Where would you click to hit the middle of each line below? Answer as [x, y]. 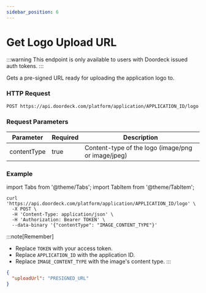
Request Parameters [37, 121]
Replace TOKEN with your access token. [64, 248]
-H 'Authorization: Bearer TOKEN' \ [59, 220]
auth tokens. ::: [25, 66]
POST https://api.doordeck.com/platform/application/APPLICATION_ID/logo [103, 106]
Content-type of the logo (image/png [139, 148]
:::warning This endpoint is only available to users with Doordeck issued [97, 59]
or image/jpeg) [106, 156]
